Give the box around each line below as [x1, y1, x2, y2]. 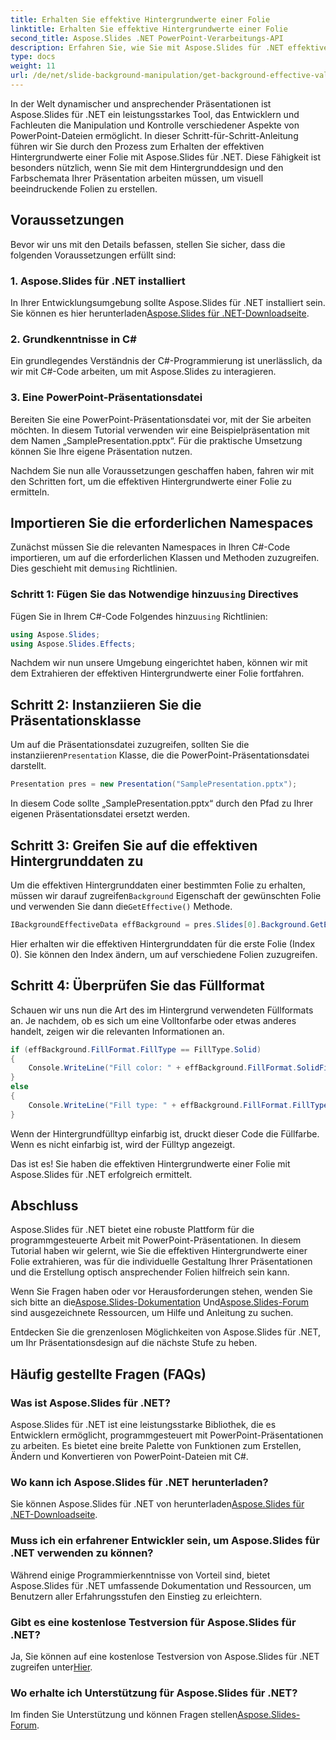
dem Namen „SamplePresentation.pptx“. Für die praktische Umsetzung [10, 434, 303, 446]
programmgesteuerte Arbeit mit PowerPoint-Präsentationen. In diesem [10, 1234, 302, 1246]
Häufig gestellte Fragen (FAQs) [10, 1366, 207, 1383]
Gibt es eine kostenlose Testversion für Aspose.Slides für [10, 1615, 297, 1629]
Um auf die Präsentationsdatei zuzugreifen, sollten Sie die [10, 739, 250, 751]
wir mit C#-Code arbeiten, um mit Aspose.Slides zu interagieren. [10, 366, 277, 378]
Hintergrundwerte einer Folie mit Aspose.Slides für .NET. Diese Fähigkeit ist [10, 151, 322, 163]
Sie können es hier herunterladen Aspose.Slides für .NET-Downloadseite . [10, 307, 310, 319]
